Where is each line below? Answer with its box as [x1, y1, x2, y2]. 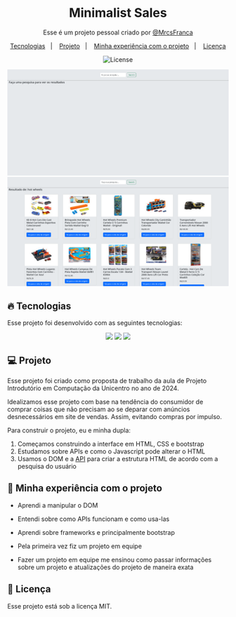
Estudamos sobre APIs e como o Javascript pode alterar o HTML [17, 447, 206, 456]
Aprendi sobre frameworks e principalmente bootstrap [17, 528, 176, 536]
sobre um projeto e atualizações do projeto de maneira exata [17, 563, 194, 571]
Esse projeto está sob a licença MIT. [7, 602, 112, 610]
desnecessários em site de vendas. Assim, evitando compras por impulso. [7, 413, 223, 420]
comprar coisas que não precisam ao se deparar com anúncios [7, 405, 190, 413]
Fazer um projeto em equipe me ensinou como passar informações [17, 555, 212, 564]
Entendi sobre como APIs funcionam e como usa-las [17, 515, 170, 523]
